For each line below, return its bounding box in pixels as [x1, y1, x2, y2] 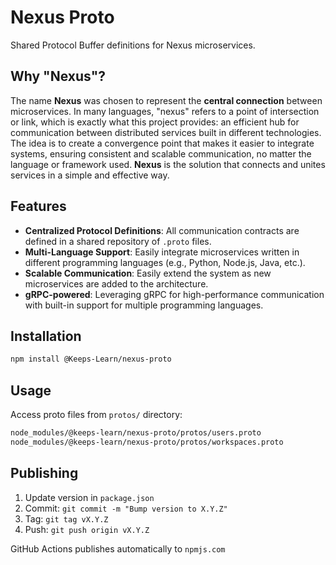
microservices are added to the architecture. [24, 277, 209, 290]
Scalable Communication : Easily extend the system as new [24, 267, 272, 279]
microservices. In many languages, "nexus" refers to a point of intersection [10, 105, 320, 117]
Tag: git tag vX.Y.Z [24, 512, 109, 525]
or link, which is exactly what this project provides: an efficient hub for [10, 116, 300, 128]
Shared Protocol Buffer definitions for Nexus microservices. [10, 39, 256, 51]
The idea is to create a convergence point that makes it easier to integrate [10, 137, 315, 149]
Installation [10, 327, 82, 345]
